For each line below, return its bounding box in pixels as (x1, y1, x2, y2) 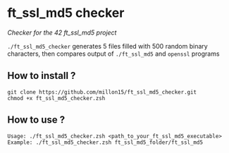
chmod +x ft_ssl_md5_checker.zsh (7, 94, 106, 102)
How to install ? (7, 70, 76, 82)
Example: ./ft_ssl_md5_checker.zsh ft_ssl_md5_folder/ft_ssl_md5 (7, 139, 203, 146)
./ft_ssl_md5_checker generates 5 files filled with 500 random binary (7, 42, 208, 50)
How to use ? (7, 114, 66, 126)
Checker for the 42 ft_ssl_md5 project (7, 28, 117, 37)
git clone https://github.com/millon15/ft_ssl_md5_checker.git (7, 88, 197, 96)
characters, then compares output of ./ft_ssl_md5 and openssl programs (7, 49, 220, 58)
